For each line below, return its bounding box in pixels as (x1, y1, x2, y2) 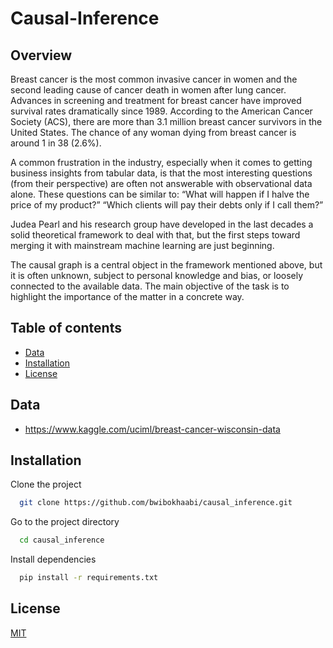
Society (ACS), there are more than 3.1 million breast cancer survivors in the (10, 116, 323, 127)
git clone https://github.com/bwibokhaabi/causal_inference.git (19, 498, 293, 508)
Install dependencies (10, 553, 97, 566)
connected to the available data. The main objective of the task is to (10, 280, 290, 292)
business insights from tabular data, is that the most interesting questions (10, 167, 313, 179)
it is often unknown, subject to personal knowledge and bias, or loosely (10, 270, 304, 281)
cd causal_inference (19, 535, 105, 546)
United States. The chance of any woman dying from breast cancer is (10, 127, 297, 138)
